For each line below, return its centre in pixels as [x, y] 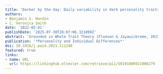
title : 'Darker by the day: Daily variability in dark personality [75, 9]
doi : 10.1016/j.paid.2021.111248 [39, 46]
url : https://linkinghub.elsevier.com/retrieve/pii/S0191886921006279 [82, 64]
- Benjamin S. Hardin [27, 18]
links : [12, 55]
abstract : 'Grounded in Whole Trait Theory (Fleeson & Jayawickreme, [77, 37]
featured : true [20, 50]
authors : [14, 14]
